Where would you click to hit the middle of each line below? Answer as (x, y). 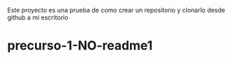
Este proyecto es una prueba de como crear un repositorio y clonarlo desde (116, 10)
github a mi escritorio (38, 17)
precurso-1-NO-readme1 (80, 46)
